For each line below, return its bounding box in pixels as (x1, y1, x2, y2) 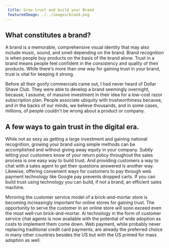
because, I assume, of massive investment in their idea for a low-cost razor (5, 92, 162, 98)
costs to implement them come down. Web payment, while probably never (5, 221, 161, 227)
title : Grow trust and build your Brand (7, 7, 94, 13)
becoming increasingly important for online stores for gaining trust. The (5, 199, 155, 205)
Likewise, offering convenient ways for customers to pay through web (5, 168, 151, 175)
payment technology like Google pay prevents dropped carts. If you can (5, 174, 156, 180)
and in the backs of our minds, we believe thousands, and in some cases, (5, 102, 159, 109)
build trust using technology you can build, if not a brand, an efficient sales (5, 179, 162, 185)
